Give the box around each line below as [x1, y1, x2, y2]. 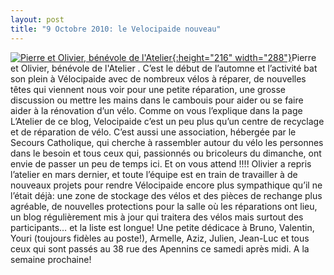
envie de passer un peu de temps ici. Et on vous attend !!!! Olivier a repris [10, 157, 312, 170]
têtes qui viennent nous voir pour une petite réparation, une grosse [10, 83, 286, 95]
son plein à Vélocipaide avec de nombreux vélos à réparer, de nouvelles [10, 72, 307, 85]
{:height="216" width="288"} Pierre [171, 51, 317, 63]
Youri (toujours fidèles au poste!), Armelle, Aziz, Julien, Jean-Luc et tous [10, 232, 310, 244]
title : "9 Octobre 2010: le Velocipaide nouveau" [10, 24, 222, 34]
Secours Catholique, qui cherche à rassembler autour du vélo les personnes [10, 136, 324, 148]
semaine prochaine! [10, 253, 92, 265]
